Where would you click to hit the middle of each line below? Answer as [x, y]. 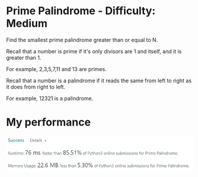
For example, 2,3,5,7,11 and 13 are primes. [56, 69]
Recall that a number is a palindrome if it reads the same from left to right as [99, 81]
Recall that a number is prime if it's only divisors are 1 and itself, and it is [94, 51]
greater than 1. [24, 57]
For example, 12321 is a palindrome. [50, 98]
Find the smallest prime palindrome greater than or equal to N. [82, 40]
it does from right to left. [36, 86]
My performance [48, 122]
